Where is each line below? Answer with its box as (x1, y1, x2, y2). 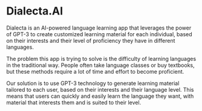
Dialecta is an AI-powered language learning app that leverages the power (6, 24, 192, 31)
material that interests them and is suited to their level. (6, 98, 142, 106)
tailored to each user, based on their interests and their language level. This (6, 86, 194, 93)
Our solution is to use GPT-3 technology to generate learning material (6, 80, 180, 87)
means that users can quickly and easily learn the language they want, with (6, 92, 194, 100)
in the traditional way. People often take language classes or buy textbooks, (6, 62, 195, 69)
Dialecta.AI (6, 4, 64, 18)
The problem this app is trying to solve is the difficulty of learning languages (6, 55, 197, 62)
